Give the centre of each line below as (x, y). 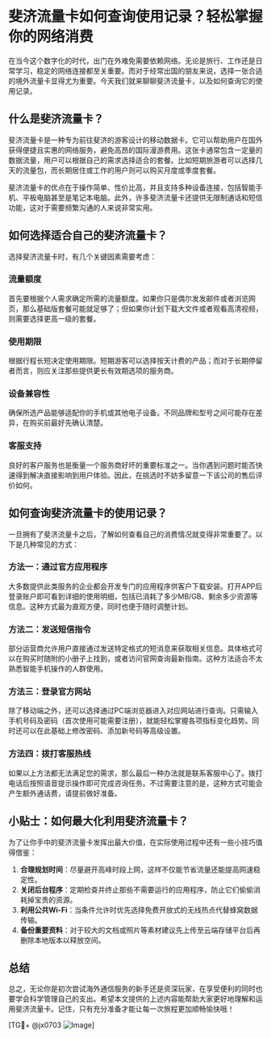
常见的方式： (57, 544)
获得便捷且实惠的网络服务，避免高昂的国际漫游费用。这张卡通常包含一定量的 (135, 149)
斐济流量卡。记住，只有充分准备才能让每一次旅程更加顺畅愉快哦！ (125, 1009)
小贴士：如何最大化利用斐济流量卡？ (98, 821)
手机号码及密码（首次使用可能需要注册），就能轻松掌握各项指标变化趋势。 (130, 721)
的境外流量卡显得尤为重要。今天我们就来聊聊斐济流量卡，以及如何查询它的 (132, 81)
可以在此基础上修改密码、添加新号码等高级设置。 (104, 731)
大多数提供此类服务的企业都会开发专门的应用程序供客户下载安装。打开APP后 (135, 586)
